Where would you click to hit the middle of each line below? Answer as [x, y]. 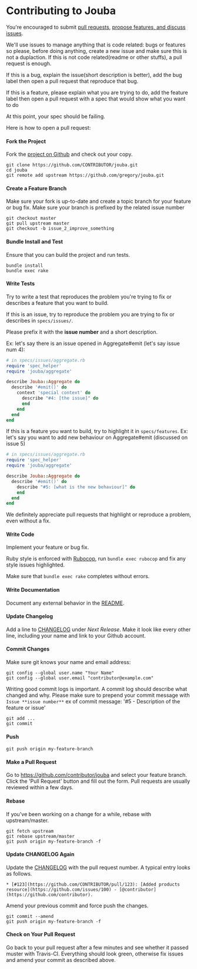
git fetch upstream [30, 831]
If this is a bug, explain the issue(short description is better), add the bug [94, 75]
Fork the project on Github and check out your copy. [69, 155]
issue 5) [16, 444]
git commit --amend [30, 916]
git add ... [21, 719]
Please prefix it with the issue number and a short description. [82, 332]
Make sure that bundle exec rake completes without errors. [78, 576]
